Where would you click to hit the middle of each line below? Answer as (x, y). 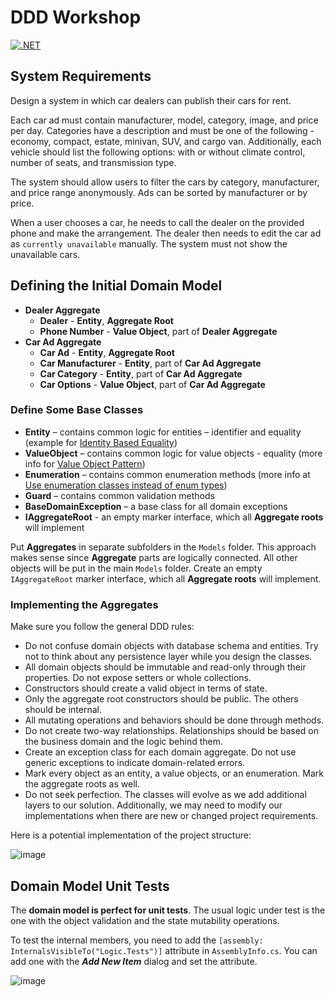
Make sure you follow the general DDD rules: (102, 627)
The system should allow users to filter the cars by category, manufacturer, (165, 182)
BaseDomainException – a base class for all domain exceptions (156, 506)
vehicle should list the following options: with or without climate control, (158, 152)
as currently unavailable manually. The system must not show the (149, 243)
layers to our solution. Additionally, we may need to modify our (153, 805)
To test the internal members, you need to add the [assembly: (137, 940)
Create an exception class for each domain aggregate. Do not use (160, 752)
